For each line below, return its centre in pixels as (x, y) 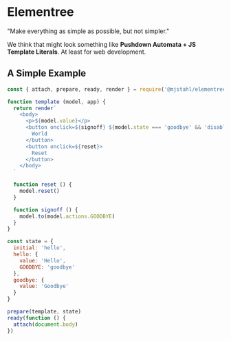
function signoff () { (46, 210)
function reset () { (43, 185)
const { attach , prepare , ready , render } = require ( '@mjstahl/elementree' (118, 89)
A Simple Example (47, 73)
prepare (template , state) (44, 311)
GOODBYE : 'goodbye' (47, 267)
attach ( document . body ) (46, 324)
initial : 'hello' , (40, 248)
